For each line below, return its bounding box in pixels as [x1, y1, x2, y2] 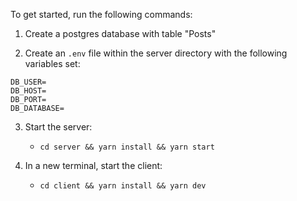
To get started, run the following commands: [10, 9, 193, 20]
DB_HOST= [10, 86, 47, 96]
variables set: [24, 58, 81, 69]
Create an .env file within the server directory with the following [24, 47, 288, 59]
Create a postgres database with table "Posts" [24, 28, 217, 39]
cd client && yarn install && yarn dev [39, 181, 207, 191]
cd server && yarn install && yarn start [39, 142, 215, 152]
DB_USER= [10, 77, 47, 87]
